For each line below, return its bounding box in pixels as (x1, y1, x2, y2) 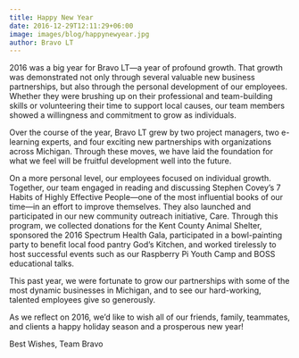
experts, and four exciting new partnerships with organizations (41, 137, 272, 147)
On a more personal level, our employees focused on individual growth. (9, 173, 271, 184)
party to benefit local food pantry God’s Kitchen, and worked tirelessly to (9, 239, 277, 250)
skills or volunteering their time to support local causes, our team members (9, 100, 286, 112)
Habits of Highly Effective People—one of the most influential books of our (9, 192, 284, 203)
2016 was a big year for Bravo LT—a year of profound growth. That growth (9, 62, 283, 73)
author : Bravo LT (9, 37, 74, 47)
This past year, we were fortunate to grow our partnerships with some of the (9, 276, 290, 287)
